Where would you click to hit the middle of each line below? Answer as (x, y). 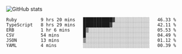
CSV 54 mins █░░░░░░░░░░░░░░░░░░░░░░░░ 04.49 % (91, 35)
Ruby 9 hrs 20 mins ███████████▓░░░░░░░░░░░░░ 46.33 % (91, 20)
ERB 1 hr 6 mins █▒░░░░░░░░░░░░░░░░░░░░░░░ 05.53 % (91, 30)
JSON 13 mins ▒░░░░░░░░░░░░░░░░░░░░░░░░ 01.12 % (91, 41)
